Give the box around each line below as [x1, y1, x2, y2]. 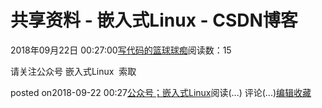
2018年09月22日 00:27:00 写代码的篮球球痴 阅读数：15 [10, 44, 232, 56]
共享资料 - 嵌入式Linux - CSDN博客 [10, 9, 298, 32]
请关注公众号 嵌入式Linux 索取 [10, 65, 137, 77]
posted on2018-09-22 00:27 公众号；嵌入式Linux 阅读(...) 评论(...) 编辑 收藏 [10, 86, 312, 98]
